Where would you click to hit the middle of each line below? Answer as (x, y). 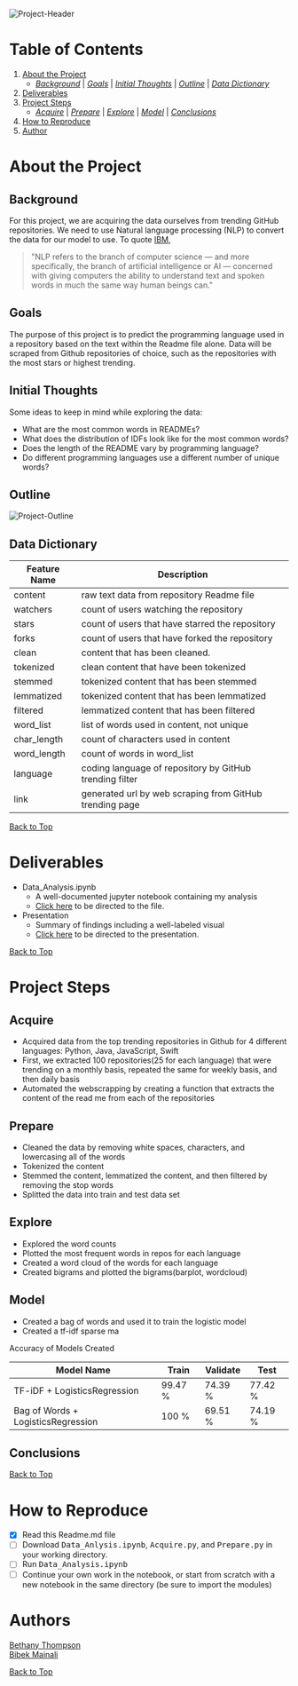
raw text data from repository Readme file (168, 595)
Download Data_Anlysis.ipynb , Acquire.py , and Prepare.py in (147, 1545)
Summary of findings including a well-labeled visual (129, 925)
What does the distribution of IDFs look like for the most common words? (156, 439)
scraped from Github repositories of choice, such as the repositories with (143, 353)
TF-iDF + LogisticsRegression (76, 1390)
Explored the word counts (69, 1244)
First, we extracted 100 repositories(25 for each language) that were (147, 1060)
